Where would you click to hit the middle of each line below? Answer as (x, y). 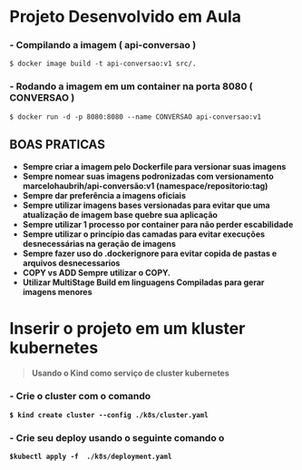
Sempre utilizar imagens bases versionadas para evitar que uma (146, 205)
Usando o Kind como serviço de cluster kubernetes (130, 373)
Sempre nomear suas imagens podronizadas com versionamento (148, 176)
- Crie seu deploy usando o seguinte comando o (117, 437)
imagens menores (57, 291)
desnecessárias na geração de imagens (99, 243)
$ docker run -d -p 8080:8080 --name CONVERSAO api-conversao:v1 (135, 117)
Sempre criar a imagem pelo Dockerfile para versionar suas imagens (154, 166)
